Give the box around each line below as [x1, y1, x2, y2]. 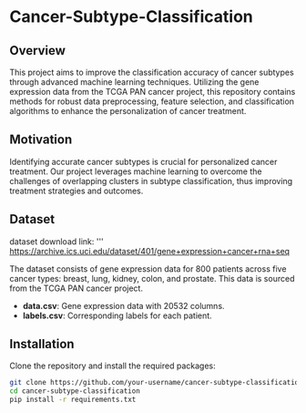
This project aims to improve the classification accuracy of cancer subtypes [9, 67, 294, 77]
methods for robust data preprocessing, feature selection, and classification [9, 96, 294, 107]
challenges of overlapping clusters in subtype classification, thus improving [9, 175, 293, 186]
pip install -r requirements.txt [9, 395, 137, 405]
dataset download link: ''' [9, 235, 105, 247]
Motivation [9, 132, 73, 148]
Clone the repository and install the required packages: [9, 360, 216, 371]
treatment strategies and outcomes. [9, 185, 144, 196]
